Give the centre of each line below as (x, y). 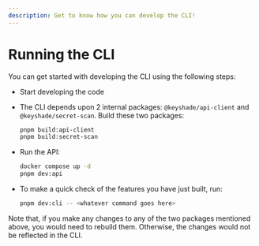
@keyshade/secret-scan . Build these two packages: (101, 115)
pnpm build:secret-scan (59, 137)
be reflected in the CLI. (45, 235)
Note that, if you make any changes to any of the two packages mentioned (129, 218)
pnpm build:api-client (57, 130)
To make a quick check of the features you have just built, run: (121, 189)
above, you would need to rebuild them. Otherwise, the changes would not (129, 226)
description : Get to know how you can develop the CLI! (102, 15)
